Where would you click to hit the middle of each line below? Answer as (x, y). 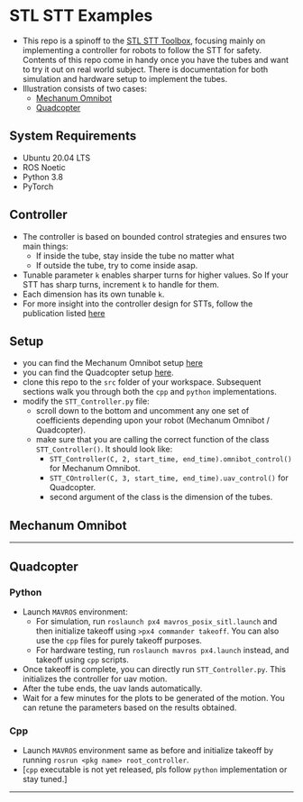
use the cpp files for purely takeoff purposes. (119, 640)
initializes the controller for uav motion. (95, 679)
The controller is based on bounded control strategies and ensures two (154, 236)
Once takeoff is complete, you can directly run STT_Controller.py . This (154, 669)
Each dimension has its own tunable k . (93, 294)
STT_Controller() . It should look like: (104, 449)
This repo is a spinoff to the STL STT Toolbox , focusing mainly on (144, 41)
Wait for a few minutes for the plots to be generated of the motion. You (154, 697)
